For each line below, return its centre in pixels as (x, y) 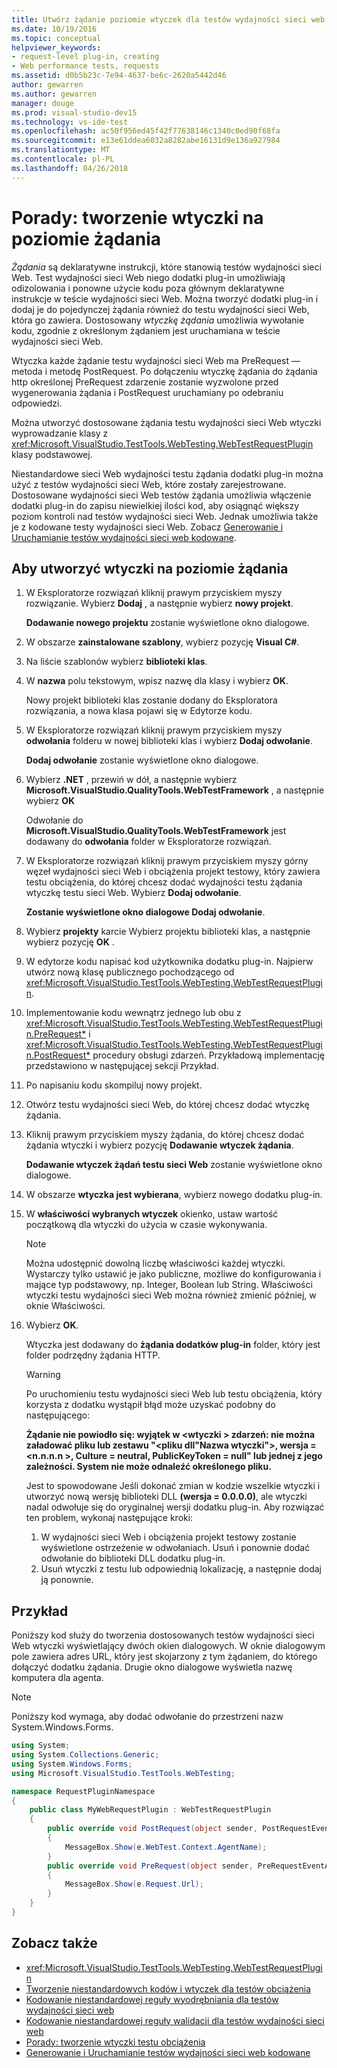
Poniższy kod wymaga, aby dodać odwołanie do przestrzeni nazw (147, 1717)
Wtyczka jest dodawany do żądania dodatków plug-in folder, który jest (173, 1345)
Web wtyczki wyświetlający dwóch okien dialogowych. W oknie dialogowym (168, 1646)
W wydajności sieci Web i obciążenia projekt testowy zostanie (168, 1537)
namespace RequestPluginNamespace (83, 1791)
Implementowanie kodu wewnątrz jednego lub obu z (133, 1013)
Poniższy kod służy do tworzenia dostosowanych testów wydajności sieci (163, 1635)
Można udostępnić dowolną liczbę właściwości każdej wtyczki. (155, 1263)
